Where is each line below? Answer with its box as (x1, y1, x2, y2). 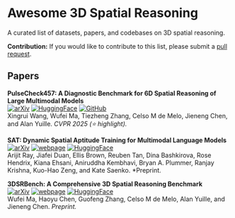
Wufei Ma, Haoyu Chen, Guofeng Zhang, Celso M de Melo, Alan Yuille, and (7, 195, 225, 203)
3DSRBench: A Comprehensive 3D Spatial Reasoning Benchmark (7, 179, 203, 188)
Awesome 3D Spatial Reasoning (7, 5, 198, 21)
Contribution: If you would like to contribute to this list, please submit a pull (7, 42, 228, 50)
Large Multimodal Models (7, 96, 84, 105)
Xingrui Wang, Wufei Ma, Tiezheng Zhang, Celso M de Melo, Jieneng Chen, (7, 111, 228, 120)
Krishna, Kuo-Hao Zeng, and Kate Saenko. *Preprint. (7, 166, 161, 174)
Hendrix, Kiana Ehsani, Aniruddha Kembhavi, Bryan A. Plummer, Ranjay (7, 158, 214, 167)
